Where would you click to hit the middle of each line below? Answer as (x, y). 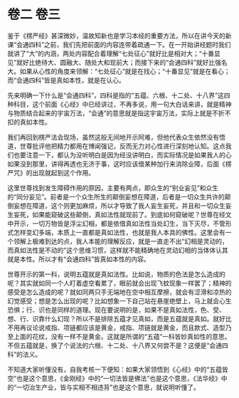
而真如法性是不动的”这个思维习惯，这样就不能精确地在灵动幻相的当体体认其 (118, 250)
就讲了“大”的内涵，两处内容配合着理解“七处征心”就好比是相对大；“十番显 (114, 53)
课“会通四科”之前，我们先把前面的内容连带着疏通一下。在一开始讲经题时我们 (119, 44)
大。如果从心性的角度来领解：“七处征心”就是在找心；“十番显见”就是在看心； (119, 71)
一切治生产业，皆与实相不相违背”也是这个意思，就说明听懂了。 (108, 387)
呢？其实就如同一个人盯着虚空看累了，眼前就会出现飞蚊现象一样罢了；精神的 (119, 283)
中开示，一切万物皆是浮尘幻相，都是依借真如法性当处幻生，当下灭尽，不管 (116, 223)
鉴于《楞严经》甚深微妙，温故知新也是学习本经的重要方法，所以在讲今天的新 (119, 36)
